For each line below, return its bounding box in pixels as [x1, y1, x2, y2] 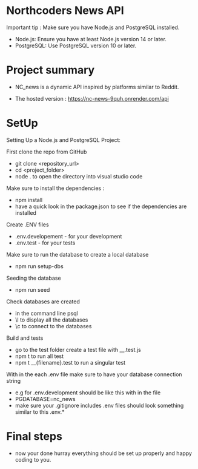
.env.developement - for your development [15, 232, 122, 240]
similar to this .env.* [15, 408, 65, 416]
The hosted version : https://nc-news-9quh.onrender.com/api [15, 95, 170, 102]
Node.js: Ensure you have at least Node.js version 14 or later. [15, 35, 167, 42]
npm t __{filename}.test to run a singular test [15, 359, 126, 366]
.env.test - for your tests [15, 239, 76, 246]
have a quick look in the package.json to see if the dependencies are [15, 203, 187, 210]
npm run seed [15, 286, 50, 293]
